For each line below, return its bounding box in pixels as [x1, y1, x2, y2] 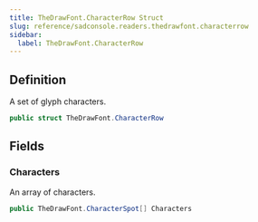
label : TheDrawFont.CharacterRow [17, 38, 144, 48]
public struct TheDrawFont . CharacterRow [9, 114, 165, 123]
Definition [9, 72, 66, 87]
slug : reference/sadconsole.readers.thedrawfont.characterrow [9, 22, 249, 31]
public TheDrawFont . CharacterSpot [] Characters [9, 204, 193, 213]
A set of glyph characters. [9, 96, 107, 107]
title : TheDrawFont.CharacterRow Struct [9, 13, 165, 23]
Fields [9, 139, 45, 154]
